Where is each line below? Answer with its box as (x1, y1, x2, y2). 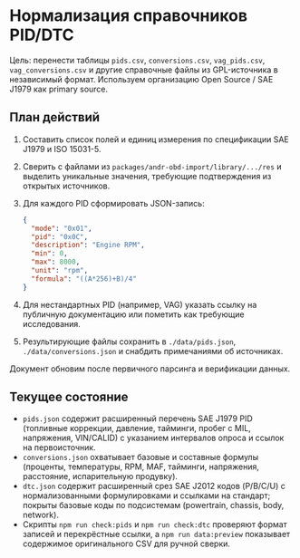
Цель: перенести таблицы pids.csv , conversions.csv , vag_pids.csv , (9, 54, 266, 65)
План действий (9, 110, 101, 125)
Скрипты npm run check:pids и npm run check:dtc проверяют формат (22, 519, 287, 530)
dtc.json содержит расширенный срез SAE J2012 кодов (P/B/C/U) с (22, 481, 285, 492)
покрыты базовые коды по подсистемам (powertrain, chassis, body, (22, 500, 285, 511)
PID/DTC (9, 24, 74, 45)
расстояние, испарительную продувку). (22, 471, 179, 482)
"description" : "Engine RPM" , (31, 241, 145, 250)
